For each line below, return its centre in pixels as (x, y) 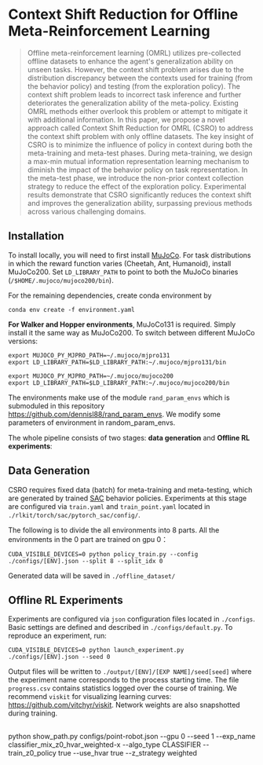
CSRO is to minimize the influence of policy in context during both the (140, 145)
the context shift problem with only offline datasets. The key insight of (140, 136)
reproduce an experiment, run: (58, 636)
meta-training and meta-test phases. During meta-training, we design (140, 153)
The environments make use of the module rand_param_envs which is (119, 397)
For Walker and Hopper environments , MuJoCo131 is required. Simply (122, 324)
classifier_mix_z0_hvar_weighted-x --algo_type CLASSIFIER (105, 745)
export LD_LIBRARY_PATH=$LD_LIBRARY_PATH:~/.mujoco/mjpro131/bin (117, 362)
